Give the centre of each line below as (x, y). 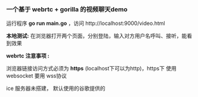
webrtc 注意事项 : (28, 56)
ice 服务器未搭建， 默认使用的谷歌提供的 (56, 88)
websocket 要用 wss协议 (36, 76)
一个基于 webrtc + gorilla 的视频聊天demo (67, 9)
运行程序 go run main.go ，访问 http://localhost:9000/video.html (86, 23)
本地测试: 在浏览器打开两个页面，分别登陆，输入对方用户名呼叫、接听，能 (97, 36)
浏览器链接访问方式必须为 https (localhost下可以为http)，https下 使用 (92, 69)
